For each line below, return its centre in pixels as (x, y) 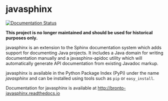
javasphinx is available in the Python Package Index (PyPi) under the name (82, 73)
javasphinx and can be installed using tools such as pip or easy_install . (80, 78)
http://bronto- (112, 88)
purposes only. (22, 38)
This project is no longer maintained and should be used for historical (79, 32)
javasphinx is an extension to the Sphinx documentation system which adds (84, 47)
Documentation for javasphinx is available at (51, 88)
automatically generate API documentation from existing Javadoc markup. (82, 63)
